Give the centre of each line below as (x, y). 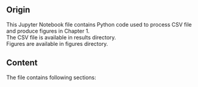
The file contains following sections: (51, 77)
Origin (18, 10)
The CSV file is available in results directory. (61, 37)
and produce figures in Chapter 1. (48, 31)
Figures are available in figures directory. (57, 43)
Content (22, 63)
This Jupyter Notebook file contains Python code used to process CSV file (99, 24)
